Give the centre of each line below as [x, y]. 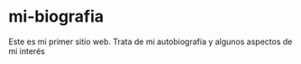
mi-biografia [56, 17]
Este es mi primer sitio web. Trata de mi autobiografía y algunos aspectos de [150, 41]
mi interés [27, 50]
